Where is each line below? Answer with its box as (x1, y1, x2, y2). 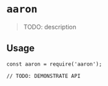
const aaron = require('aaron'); (6, 61, 102, 68)
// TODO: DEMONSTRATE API (6, 72, 80, 79)
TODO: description (23, 23, 77, 31)
